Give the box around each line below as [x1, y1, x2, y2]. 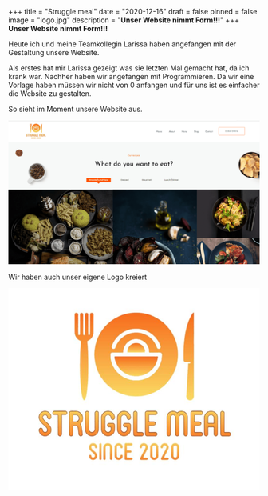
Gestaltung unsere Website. [8, 48, 100, 57]
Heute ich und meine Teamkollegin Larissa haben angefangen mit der [8, 39, 237, 49]
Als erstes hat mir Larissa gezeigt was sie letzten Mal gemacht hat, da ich [8, 63, 250, 73]
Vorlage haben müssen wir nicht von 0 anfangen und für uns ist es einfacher [8, 80, 260, 90]
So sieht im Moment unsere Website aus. [8, 104, 143, 114]
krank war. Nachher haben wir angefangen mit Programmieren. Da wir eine [8, 72, 254, 81]
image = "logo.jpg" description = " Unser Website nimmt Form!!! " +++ [8, 15, 239, 25]
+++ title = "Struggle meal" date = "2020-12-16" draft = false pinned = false [8, 7, 258, 16]
